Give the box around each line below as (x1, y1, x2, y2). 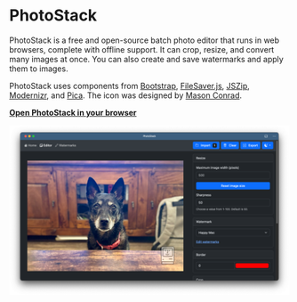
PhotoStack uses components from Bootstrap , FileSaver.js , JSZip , (9, 80, 251, 91)
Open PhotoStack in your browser (9, 107, 137, 118)
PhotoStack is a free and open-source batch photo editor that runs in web (9, 35, 280, 45)
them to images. (9, 63, 68, 74)
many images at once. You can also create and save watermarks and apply (9, 53, 285, 64)
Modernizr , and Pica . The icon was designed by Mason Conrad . (9, 90, 243, 101)
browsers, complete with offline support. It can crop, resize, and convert (9, 44, 275, 54)
